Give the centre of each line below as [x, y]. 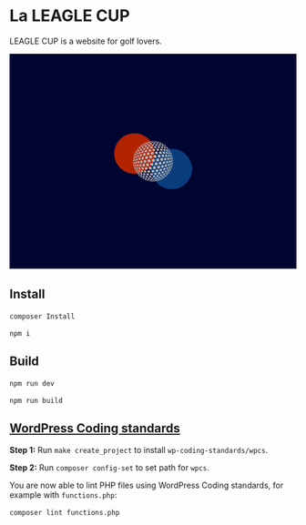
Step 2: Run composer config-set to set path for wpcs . [109, 468]
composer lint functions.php [65, 513]
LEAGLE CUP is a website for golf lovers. [86, 41]
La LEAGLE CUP [70, 16]
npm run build [36, 400]
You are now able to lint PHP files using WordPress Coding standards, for [147, 485]
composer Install [42, 316]
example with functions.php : [63, 495]
